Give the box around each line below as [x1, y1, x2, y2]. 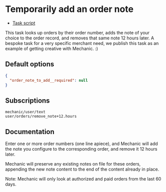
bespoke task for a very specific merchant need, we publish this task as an [5, 40, 159, 46]
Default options [5, 60, 54, 68]
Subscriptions [5, 96, 50, 105]
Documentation [5, 127, 55, 136]
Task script [12, 20, 36, 26]
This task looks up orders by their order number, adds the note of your [5, 29, 150, 35]
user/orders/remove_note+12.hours [5, 114, 77, 119]
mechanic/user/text [5, 110, 46, 115]
